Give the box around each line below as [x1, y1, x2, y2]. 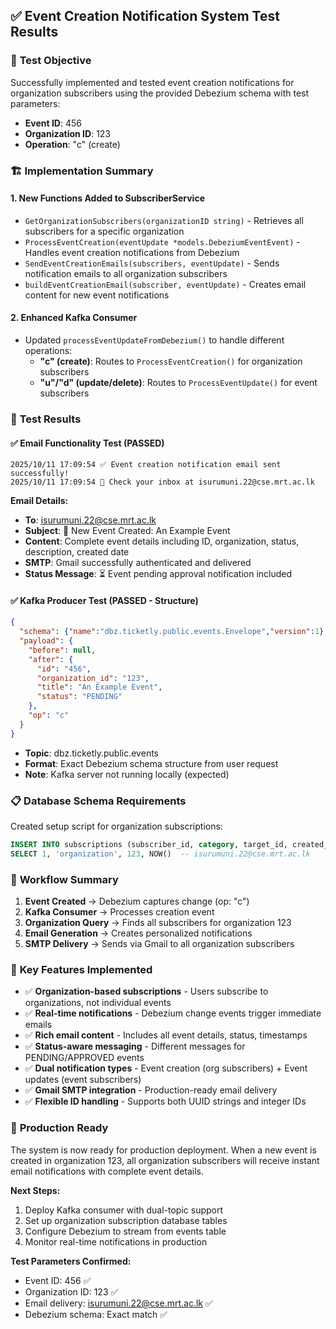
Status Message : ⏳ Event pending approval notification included [24, 568, 293, 580]
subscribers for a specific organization [24, 225, 185, 237]
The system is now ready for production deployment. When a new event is [10, 1144, 317, 1156]
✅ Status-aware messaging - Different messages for [24, 1040, 246, 1053]
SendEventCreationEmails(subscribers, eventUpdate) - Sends [24, 257, 280, 269]
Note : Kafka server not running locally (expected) [24, 768, 230, 780]
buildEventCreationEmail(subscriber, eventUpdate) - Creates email [24, 278, 307, 290]
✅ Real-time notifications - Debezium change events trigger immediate [24, 1007, 322, 1019]
